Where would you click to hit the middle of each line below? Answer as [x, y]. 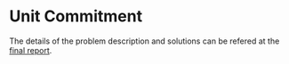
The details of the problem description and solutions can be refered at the [144, 41]
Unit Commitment [76, 16]
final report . [31, 50]
